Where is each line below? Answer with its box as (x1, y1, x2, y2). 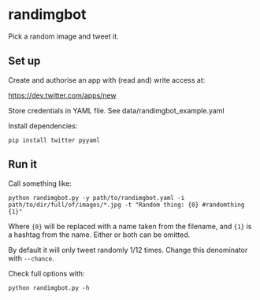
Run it (8, 157, 38, 171)
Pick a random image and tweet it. (8, 31, 119, 41)
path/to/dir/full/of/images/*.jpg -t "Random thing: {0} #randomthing (8, 201, 245, 209)
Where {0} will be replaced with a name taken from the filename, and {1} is (8, 221, 252, 231)
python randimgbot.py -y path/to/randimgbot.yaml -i (8, 194, 185, 202)
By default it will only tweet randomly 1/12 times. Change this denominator (8, 245, 248, 254)
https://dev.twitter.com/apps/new (8, 91, 117, 100)
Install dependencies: (8, 120, 78, 131)
